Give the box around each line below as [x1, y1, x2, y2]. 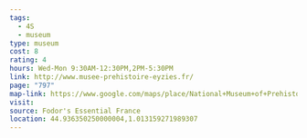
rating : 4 [9, 55, 48, 64]
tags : [9, 13, 30, 23]
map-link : [9, 89, 48, 98]
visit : [9, 97, 35, 107]
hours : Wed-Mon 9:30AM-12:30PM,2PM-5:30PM [9, 64, 174, 74]
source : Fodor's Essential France [9, 106, 142, 115]
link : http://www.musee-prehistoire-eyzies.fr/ [9, 73, 195, 82]
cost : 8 [9, 47, 39, 56]
